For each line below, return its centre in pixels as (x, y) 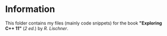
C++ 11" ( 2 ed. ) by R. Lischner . (37, 28)
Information (30, 9)
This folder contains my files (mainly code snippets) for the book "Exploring (84, 23)
